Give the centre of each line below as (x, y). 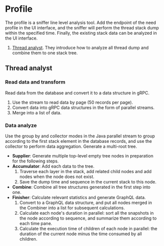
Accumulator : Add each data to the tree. (53, 166)
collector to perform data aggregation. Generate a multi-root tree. (71, 146)
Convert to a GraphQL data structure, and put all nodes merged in (86, 202)
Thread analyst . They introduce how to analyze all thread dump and (80, 47)
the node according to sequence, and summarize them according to (88, 218)
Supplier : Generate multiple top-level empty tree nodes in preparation (83, 156)
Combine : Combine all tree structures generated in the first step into (81, 187)
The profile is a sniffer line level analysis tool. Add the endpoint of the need (81, 22)
